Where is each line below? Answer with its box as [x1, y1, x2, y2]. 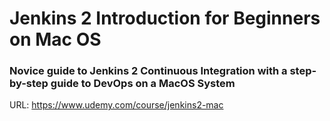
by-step [9, 77, 49, 91]
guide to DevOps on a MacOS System [50, 77, 236, 91]
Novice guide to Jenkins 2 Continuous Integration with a [9, 64, 288, 78]
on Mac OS [9, 28, 102, 51]
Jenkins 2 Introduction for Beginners [9, 7, 321, 30]
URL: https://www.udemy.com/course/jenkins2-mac [9, 99, 224, 111]
